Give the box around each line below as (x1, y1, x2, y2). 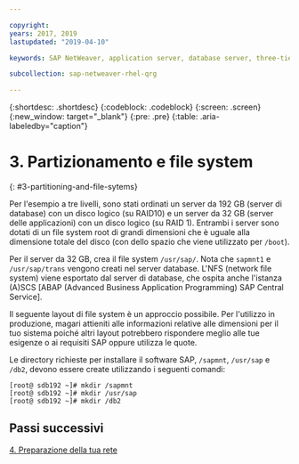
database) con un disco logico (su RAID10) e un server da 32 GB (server (9, 208, 274, 219)
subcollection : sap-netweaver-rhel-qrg (9, 69, 158, 78)
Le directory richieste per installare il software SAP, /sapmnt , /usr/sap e (9, 354, 271, 365)
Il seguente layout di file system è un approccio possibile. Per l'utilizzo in (9, 309, 276, 320)
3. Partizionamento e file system (9, 152, 254, 172)
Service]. (9, 291, 43, 303)
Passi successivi (9, 420, 104, 436)
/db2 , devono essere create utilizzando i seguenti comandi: (9, 364, 226, 375)
